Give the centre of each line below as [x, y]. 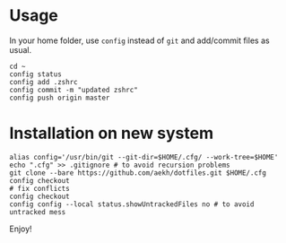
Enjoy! [21, 229]
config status [36, 74]
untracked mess [38, 212]
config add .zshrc [43, 82]
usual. [21, 49]
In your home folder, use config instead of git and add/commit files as [140, 40]
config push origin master [60, 98]
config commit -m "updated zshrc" [74, 90]
